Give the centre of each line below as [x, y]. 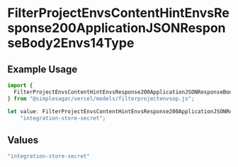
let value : [23, 111]
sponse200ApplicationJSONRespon [117, 28]
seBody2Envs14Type [71, 43]
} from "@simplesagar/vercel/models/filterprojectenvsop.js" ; [101, 98]
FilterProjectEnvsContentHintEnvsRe [119, 13]
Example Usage [42, 69]
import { [20, 86]
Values [23, 140]
